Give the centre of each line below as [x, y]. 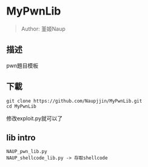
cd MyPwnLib [21, 106]
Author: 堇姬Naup [43, 29]
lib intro [21, 138]
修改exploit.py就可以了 [35, 118]
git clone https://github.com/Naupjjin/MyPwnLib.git [74, 101]
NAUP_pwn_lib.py [27, 152]
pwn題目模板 [22, 66]
